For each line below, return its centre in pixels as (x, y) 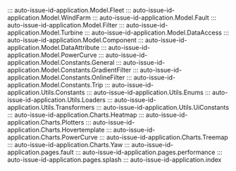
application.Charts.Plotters (46, 122)
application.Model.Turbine (45, 32)
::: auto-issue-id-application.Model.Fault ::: (154, 18)
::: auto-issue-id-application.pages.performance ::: (149, 152)
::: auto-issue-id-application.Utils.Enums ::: (149, 92)
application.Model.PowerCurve (52, 55)
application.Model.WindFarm (49, 18)
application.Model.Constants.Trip (55, 85)
